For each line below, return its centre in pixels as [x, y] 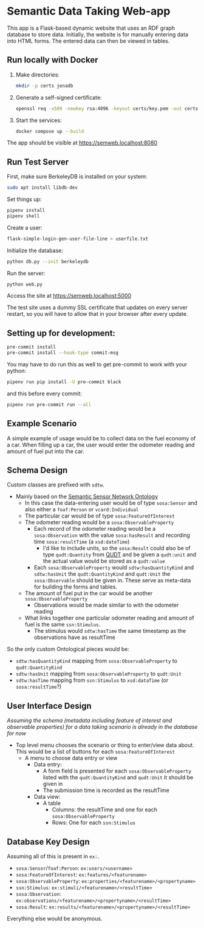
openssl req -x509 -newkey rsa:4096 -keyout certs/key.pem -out [99, 108]
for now [17, 734]
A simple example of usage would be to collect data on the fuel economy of [101, 438]
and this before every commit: [45, 394]
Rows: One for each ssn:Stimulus [94, 823]
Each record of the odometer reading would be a [95, 529]
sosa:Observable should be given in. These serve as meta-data [112, 581]
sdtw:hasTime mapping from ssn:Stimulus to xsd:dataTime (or [92, 680]
